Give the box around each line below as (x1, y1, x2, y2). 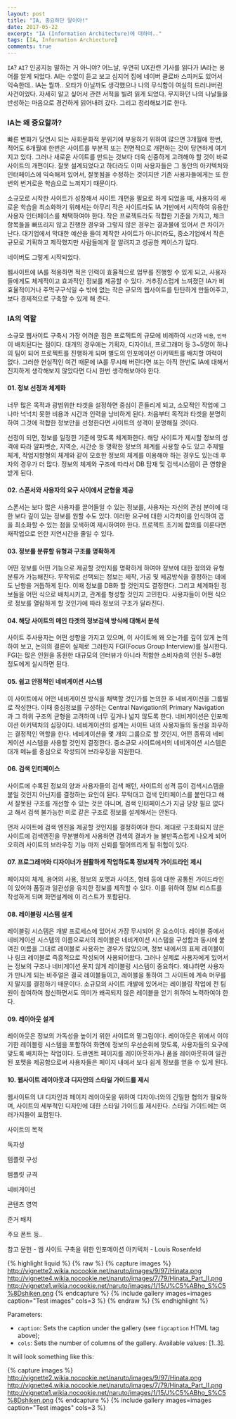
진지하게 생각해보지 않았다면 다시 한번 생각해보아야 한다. (7, 366, 162, 375)
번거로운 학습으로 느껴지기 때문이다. (20, 179, 118, 187)
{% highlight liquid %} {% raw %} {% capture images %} (7, 1258, 171, 1268)
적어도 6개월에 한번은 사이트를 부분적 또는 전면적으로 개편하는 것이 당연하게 (7, 144, 214, 152)
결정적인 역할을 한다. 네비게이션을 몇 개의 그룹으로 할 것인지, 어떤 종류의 (14, 730, 211, 738)
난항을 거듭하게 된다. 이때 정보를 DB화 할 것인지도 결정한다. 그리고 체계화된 (14, 582, 220, 590)
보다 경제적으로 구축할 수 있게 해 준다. (7, 294, 110, 303)
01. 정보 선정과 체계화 (7, 384, 66, 392)
